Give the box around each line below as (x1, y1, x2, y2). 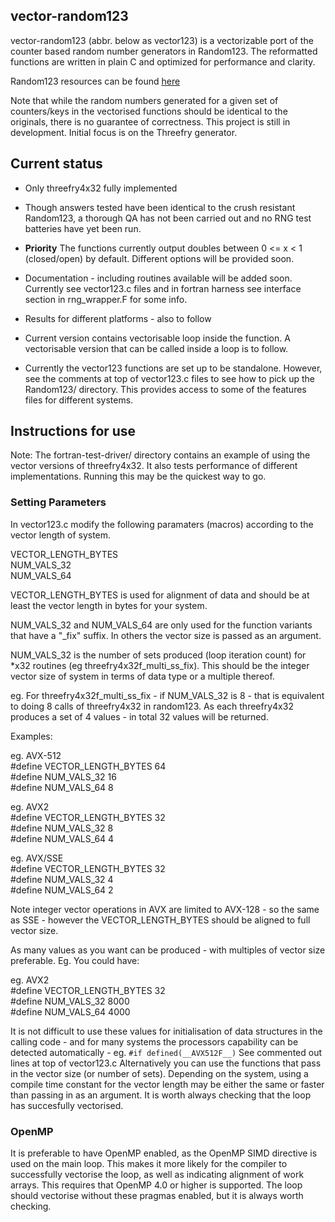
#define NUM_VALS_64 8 (10, 781, 114, 793)
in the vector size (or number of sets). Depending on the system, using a (10, 1067, 309, 1079)
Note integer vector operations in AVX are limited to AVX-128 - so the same (10, 903, 320, 915)
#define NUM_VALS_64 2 (10, 884, 114, 896)
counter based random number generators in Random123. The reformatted (10, 45, 318, 57)
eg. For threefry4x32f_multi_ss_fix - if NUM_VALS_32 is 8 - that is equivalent (10, 689, 325, 701)
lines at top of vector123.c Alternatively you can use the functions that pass (10, 1057, 322, 1069)
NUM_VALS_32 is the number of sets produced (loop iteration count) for (10, 649, 307, 661)
